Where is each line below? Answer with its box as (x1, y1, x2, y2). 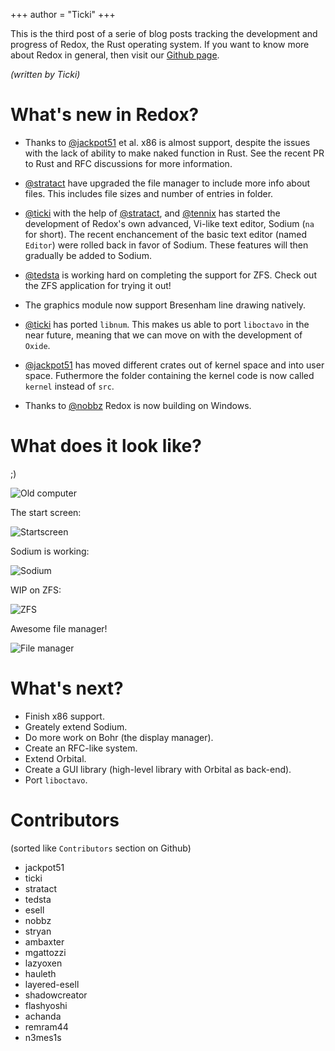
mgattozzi (24, 946, 67, 958)
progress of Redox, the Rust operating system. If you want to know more (10, 39, 310, 50)
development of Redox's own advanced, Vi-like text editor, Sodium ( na (24, 217, 315, 229)
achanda (24, 1010, 62, 1022)
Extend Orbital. (24, 752, 87, 764)
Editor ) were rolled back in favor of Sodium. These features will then (24, 239, 309, 251)
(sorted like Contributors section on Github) (10, 842, 192, 854)
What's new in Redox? (10, 104, 200, 126)
